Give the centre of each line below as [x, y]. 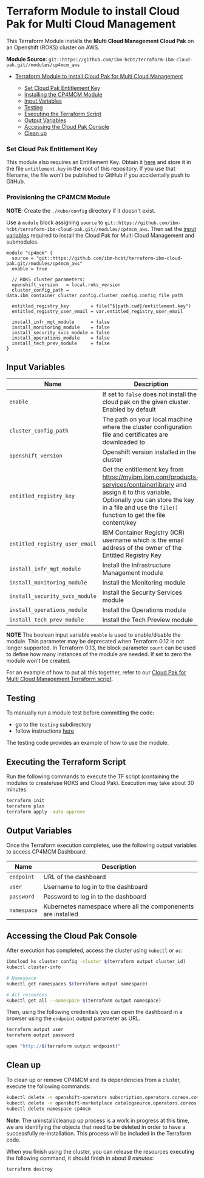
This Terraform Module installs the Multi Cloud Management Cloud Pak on [100, 41]
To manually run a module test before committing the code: [80, 713]
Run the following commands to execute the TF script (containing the [93, 776]
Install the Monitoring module [144, 583]
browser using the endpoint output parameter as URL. [73, 1018]
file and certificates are [135, 434]
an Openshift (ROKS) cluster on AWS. [53, 47]
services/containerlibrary [138, 485]
